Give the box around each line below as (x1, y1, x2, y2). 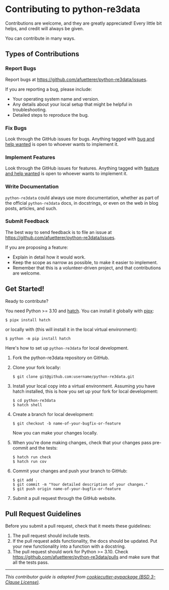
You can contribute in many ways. (5, 35, 75, 41)
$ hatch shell (12, 402, 42, 407)
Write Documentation (5, 183, 59, 190)
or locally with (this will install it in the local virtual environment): (5, 326, 138, 332)
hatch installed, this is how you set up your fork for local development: (12, 388, 158, 394)
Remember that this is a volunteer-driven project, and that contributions (12, 265, 161, 271)
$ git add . (12, 477, 38, 482)
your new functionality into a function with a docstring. (12, 543, 126, 549)
